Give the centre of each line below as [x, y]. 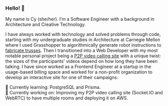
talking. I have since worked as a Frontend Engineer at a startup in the [78, 67]
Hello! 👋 [15, 8]
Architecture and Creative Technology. [46, 24]
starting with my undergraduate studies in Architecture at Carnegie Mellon [83, 40]
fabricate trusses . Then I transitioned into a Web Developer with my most [82, 51]
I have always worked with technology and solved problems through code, [83, 34]
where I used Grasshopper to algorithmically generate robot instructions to [83, 45]
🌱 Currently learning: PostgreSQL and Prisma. [53, 87]
